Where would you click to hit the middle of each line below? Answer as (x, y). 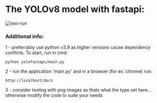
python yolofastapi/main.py (35, 62)
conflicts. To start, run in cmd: (36, 53)
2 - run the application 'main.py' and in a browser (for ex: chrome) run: (79, 71)
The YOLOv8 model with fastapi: (75, 9)
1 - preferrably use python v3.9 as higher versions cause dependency (78, 47)
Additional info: (25, 36)
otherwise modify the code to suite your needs (54, 95)
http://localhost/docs (29, 81)
